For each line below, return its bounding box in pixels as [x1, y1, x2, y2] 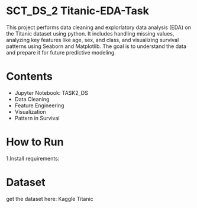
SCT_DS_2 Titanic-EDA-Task [6, 4, 149, 18]
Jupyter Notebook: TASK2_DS [14, 89, 89, 96]
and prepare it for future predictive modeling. [6, 49, 117, 56]
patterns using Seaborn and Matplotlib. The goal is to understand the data [6, 43, 186, 50]
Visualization [14, 108, 46, 115]
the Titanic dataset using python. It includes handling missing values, [6, 30, 175, 37]
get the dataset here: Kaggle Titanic [6, 195, 93, 202]
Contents [6, 70, 53, 84]
